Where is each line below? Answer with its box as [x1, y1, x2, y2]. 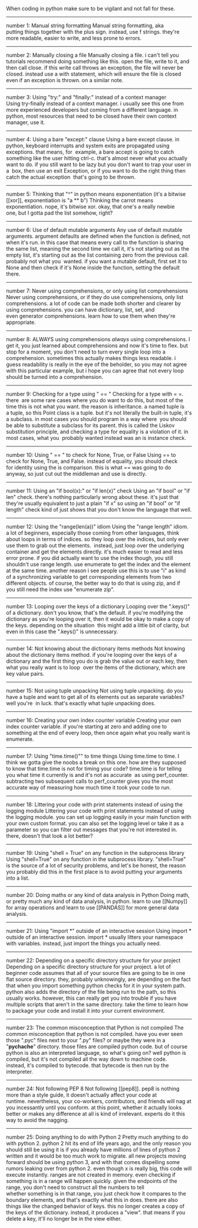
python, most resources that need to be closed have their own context [6, 112, 177, 119]
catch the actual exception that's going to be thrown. [6, 174, 136, 180]
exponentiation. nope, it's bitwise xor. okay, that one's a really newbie [6, 203, 175, 210]
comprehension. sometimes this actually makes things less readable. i [6, 355, 176, 361]
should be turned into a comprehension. [6, 374, 104, 380]
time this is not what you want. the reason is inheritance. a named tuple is [6, 403, 184, 410]
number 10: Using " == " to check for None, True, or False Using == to [6, 452, 176, 458]
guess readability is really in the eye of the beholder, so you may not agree [6, 361, 187, 368]
